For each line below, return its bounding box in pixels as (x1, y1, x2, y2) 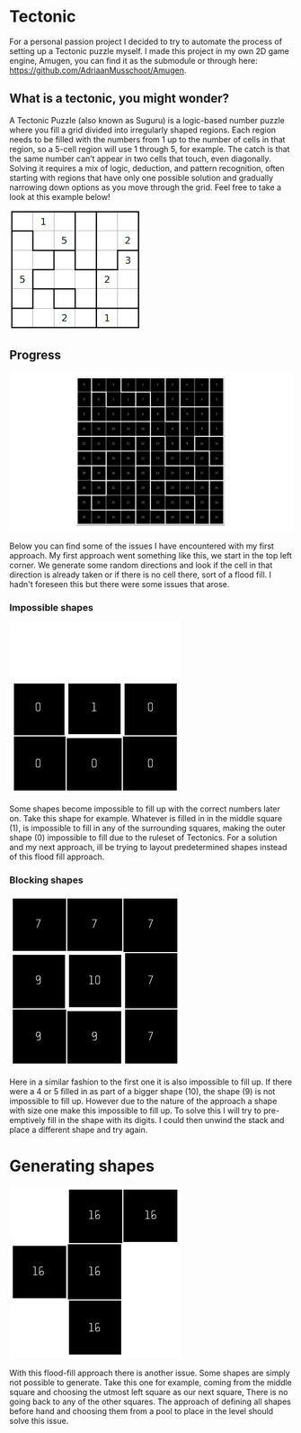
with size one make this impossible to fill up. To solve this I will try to (9, 1105, 262, 1116)
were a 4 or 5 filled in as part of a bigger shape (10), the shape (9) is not (9, 1085, 276, 1096)
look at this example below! (9, 191, 111, 202)
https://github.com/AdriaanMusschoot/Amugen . (9, 65, 187, 76)
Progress (9, 348, 61, 363)
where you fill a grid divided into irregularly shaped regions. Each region (9, 124, 277, 135)
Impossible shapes (9, 601, 94, 613)
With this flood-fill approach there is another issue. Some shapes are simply (9, 1367, 290, 1378)
